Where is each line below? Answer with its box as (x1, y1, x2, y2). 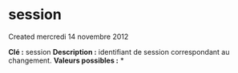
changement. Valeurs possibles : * (8, 56, 124, 65)
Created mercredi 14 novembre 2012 (8, 32, 129, 41)
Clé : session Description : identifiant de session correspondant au (8, 47, 230, 56)
